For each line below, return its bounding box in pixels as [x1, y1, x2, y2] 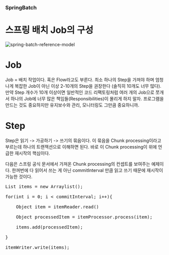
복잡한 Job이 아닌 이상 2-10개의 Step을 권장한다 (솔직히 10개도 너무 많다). [14, 83, 161, 89]
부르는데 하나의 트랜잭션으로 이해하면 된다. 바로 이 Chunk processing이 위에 [5, 143, 157, 150]
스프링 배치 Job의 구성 [5, 24, 94, 36]
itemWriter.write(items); [5, 244, 70, 250]
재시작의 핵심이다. [14, 150, 50, 156]
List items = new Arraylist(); [5, 184, 83, 189]
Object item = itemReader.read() [16, 204, 99, 209]
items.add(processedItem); [16, 224, 83, 230]
